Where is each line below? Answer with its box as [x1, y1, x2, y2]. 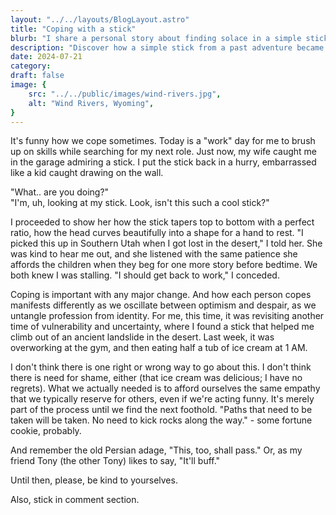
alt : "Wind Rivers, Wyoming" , [28, 98, 155, 108]
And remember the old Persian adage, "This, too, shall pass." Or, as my [10, 444, 303, 456]
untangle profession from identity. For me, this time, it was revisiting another [10, 310, 325, 322]
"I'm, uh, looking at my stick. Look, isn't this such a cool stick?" [10, 197, 270, 209]
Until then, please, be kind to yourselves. [10, 474, 178, 486]
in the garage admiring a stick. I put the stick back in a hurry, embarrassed [10, 156, 317, 168]
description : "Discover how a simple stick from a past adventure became [10, 42, 325, 53]
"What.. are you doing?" [10, 186, 110, 198]
